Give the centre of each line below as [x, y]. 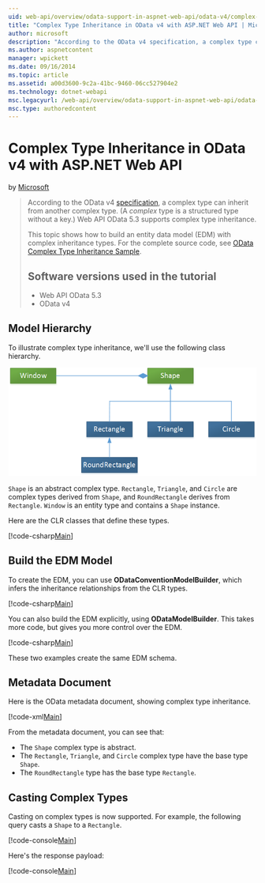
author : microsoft [38, 33]
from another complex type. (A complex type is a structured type [133, 211]
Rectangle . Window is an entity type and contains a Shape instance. [114, 505]
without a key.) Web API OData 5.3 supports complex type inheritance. [142, 219]
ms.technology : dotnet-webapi [58, 92]
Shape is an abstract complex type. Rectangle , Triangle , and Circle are [123, 488]
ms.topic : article [38, 75]
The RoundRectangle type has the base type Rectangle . [108, 773]
